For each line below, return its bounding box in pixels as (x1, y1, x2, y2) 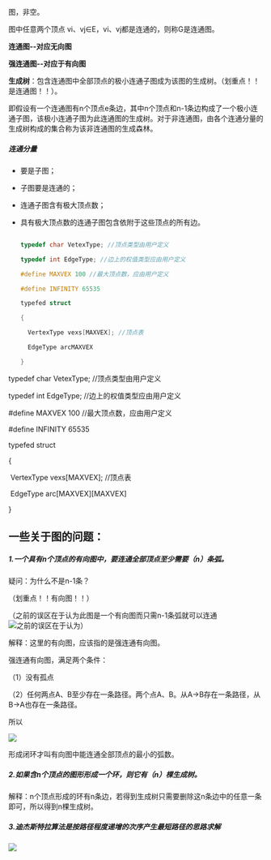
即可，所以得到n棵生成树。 (8, 802, 99, 811)
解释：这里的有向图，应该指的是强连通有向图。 (8, 638, 164, 647)
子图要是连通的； (19, 183, 78, 192)
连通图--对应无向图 (8, 41, 73, 51)
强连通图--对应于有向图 (8, 59, 87, 68)
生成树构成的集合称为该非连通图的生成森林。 (8, 124, 158, 133)
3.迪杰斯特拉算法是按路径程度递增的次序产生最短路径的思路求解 (8, 822, 221, 832)
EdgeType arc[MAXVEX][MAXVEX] (10, 488, 127, 498)
